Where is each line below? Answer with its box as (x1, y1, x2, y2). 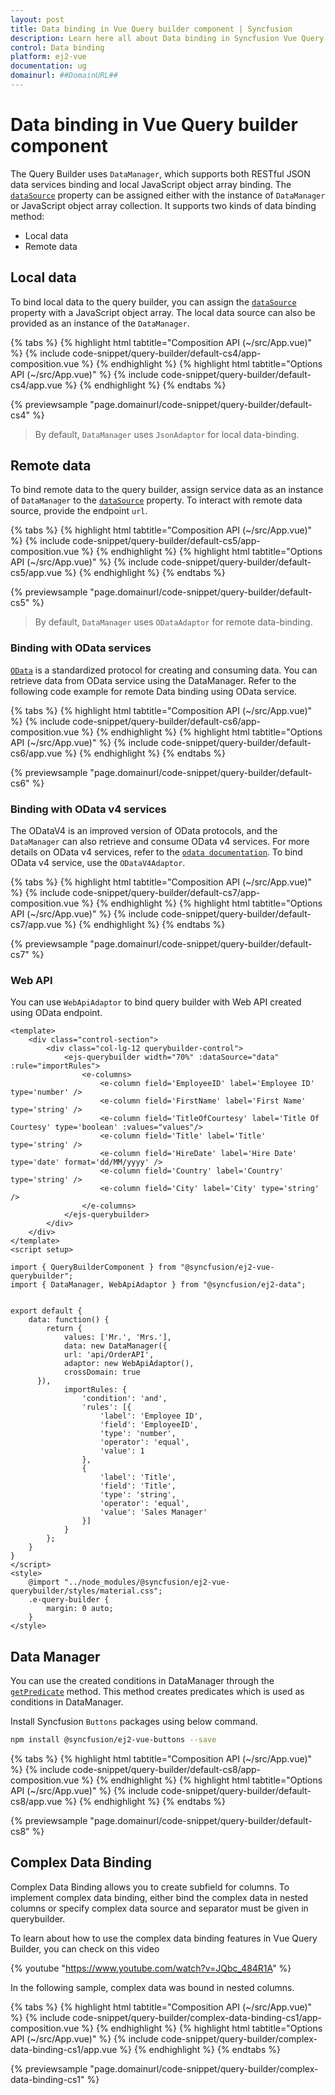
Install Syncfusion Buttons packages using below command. (10, 1716, 259, 1728)
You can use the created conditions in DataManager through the (10, 1675, 275, 1687)
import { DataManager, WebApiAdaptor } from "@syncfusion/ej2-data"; (10, 1280, 307, 1290)
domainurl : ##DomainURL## (10, 71, 118, 81)
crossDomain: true (63, 1367, 141, 1378)
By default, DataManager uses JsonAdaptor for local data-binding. (34, 428, 300, 440)
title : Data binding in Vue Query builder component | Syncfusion (10, 24, 293, 34)
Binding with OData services (10, 641, 152, 655)
